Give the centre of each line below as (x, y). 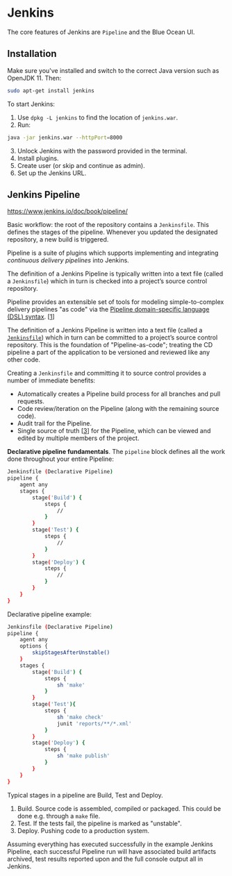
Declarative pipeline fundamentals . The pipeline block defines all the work (116, 452)
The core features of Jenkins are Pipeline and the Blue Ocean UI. (101, 32)
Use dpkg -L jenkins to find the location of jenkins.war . (98, 117)
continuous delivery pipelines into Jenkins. (68, 260)
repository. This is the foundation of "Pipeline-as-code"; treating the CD (110, 345)
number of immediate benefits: (51, 380)
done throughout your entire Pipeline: (61, 459)
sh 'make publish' (83, 756)
